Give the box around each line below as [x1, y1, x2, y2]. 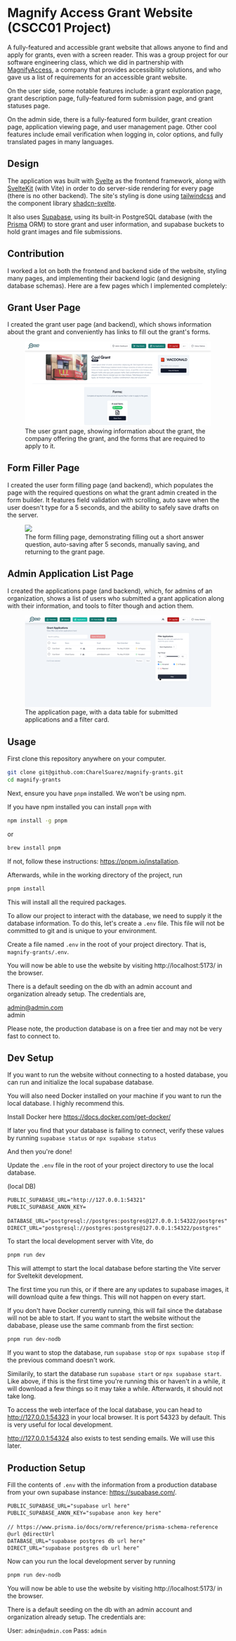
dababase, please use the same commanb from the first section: [7, 1321, 195, 1330]
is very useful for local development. [7, 1420, 113, 1429]
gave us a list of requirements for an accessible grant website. [7, 72, 188, 81]
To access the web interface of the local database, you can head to [7, 1406, 202, 1414]
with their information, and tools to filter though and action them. [7, 601, 195, 610]
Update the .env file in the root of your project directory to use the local [7, 1161, 214, 1170]
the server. [7, 511, 39, 519]
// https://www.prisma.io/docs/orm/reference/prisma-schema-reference [7, 1523, 218, 1531]
